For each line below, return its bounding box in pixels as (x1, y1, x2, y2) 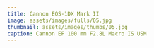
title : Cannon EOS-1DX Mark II (7, 10, 100, 18)
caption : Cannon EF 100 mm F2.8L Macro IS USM (7, 30, 147, 37)
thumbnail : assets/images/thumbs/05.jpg (7, 23, 129, 30)
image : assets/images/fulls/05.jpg (7, 17, 112, 24)
